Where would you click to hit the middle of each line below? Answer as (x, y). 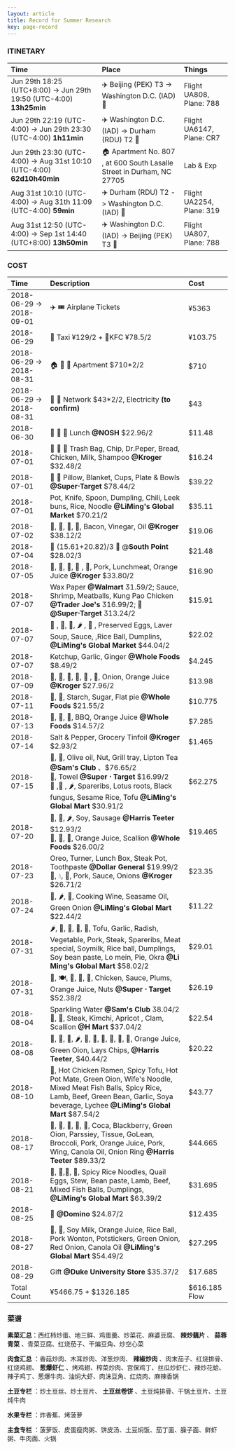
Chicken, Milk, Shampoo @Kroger (106, 457)
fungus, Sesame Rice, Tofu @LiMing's (113, 797)
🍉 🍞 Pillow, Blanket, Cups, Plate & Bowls (115, 477)
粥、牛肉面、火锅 (32, 1438)
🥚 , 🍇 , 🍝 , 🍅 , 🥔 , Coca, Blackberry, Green (111, 1125)
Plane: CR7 (202, 138)
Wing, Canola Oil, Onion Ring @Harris (112, 1152)
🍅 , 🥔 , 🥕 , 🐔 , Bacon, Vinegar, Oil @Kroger (114, 526)
